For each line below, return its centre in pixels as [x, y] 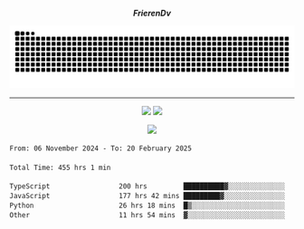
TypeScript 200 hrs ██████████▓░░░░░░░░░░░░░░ [147, 186]
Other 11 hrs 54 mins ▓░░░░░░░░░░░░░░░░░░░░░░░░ [147, 215]
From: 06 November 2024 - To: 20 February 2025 [101, 148]
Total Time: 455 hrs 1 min [60, 167]
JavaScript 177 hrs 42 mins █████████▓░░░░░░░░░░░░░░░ [147, 196]
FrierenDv [152, 13]
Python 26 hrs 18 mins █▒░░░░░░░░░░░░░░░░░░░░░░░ [147, 205]
